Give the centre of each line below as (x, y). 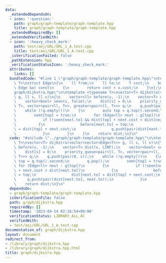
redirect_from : (21, 239)
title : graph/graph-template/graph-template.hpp (65, 28)
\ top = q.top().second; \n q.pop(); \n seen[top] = (83, 161)
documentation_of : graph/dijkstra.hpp (45, 230)
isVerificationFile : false (37, 198)
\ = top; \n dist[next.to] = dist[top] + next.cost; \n (87, 175)
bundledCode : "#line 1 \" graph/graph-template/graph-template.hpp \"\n (84, 78)
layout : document (23, 234)
